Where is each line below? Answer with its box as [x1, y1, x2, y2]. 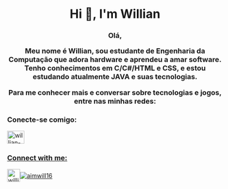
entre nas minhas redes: [74, 96, 156, 106]
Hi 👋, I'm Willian [69, 6, 161, 22]
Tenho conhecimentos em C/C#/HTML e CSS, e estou [24, 63, 206, 73]
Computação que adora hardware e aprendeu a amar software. [8, 55, 222, 65]
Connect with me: [7, 153, 68, 163]
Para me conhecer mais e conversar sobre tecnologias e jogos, [8, 87, 222, 97]
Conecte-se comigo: [7, 115, 77, 124]
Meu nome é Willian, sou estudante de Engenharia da [25, 46, 205, 56]
